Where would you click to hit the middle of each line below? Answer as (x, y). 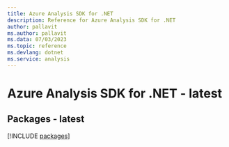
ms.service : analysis (39, 59)
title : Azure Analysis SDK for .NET (60, 14)
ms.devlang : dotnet (35, 53)
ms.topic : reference (37, 46)
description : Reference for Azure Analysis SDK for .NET (92, 20)
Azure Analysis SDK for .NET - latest (115, 93)
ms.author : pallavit (37, 33)
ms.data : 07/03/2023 (37, 40)
